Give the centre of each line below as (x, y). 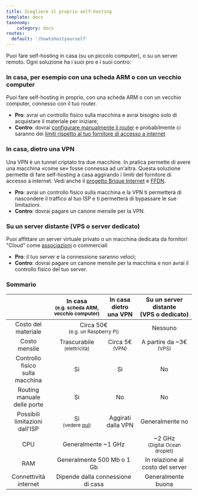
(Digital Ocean (164, 445)
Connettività (28, 477)
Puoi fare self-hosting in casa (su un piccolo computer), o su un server (92, 56)
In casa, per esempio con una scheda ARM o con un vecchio (94, 77)
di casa (94, 484)
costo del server (164, 467)
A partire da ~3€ (164, 342)
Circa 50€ (94, 325)
